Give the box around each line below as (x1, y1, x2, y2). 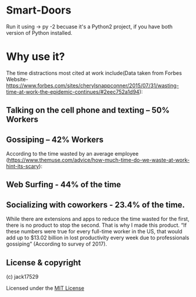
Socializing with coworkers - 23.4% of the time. (6, 200, 185, 210)
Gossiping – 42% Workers (6, 134, 104, 144)
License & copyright (6, 258, 81, 268)
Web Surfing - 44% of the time (6, 180, 121, 190)
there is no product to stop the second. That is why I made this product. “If (6, 222, 187, 229)
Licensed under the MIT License (6, 285, 84, 292)
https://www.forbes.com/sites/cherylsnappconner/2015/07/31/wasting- (6, 82, 180, 89)
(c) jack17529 (6, 273, 39, 280)
